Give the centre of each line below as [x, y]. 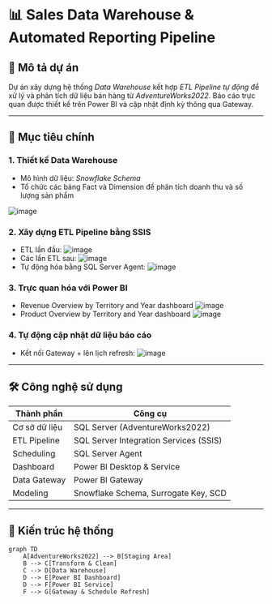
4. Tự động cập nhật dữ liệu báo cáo [80, 335]
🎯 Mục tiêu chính [51, 137]
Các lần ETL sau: [48, 258]
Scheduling [34, 454]
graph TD [23, 550]
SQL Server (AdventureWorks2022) [142, 427]
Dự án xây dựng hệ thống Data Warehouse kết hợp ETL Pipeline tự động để [134, 87]
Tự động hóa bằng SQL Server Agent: [83, 267]
